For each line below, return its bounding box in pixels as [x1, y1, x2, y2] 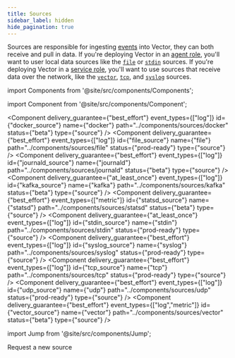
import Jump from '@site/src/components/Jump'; [7, 329, 152, 338]
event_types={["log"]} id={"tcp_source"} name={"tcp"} [7, 264, 168, 272]
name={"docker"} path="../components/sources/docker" [62, 121, 229, 130]
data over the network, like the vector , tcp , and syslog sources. [7, 73, 192, 81]
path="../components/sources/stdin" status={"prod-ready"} [7, 226, 181, 235]
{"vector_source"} [7, 308, 60, 317]
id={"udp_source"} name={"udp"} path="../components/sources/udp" [7, 286, 211, 295]
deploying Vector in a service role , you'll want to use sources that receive [7, 65, 221, 74]
